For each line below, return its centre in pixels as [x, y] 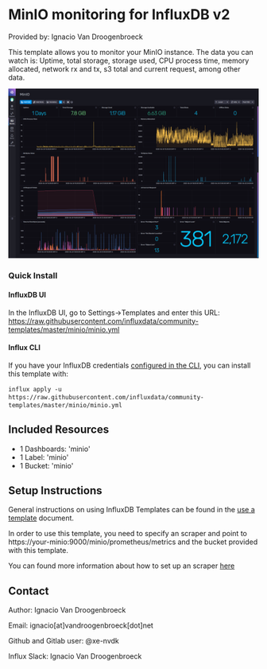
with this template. [39, 550]
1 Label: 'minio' [44, 457]
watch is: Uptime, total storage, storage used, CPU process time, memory [129, 60]
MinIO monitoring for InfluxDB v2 [119, 15]
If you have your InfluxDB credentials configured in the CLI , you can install [130, 365]
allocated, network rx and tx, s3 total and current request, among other [124, 68]
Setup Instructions [55, 491]
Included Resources [59, 430]
